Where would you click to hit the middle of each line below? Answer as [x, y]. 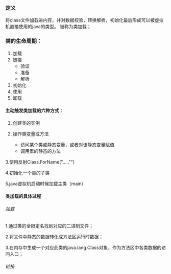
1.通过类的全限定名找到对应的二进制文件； [49, 225]
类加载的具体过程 [23, 196]
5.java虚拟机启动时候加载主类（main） [46, 184]
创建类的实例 [26, 123]
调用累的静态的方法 [41, 151]
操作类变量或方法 [31, 133]
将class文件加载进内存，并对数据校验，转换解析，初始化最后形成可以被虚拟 [85, 20]
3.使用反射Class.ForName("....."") [40, 162]
